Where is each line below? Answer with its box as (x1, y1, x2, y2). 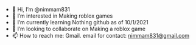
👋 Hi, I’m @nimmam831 (12, 6, 70, 13)
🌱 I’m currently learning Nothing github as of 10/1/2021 (12, 19, 149, 26)
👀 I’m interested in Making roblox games (12, 12, 113, 19)
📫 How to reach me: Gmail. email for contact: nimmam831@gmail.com (12, 32, 190, 39)
